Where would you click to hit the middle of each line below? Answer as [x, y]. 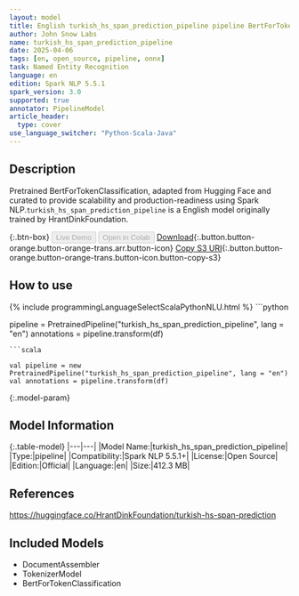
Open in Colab [126, 237]
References [42, 493]
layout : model [36, 17]
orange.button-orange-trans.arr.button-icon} [91, 248]
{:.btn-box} [30, 237]
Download [175, 237]
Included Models [57, 543]
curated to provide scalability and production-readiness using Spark [134, 200]
